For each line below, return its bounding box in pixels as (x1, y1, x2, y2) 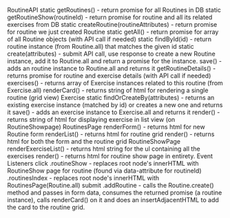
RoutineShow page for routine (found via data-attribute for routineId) (7, 166, 202, 175)
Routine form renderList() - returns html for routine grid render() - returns (7, 130, 215, 138)
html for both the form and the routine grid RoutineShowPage (7, 138, 181, 145)
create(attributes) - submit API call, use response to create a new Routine (7, 50, 216, 58)
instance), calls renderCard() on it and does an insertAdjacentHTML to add (7, 196, 219, 204)
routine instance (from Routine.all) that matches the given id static (7, 43, 194, 50)
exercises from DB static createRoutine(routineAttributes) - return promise (7, 21, 218, 28)
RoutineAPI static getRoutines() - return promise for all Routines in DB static (7, 6, 222, 14)
